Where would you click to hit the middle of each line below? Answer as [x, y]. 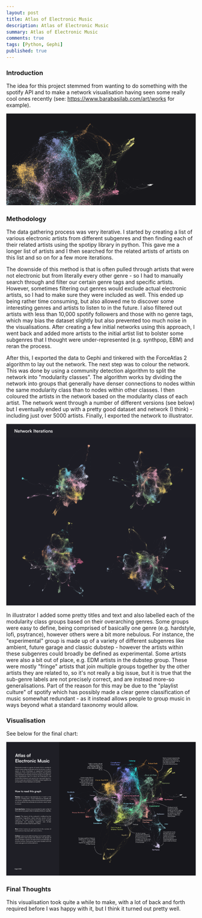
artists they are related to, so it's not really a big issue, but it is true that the [99, 673]
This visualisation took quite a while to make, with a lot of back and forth [96, 902]
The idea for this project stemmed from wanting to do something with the [97, 86]
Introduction [25, 72]
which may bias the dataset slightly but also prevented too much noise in [96, 320]
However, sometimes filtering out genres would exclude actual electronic [96, 288]
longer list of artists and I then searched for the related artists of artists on [98, 251]
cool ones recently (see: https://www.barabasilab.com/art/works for [90, 99]
